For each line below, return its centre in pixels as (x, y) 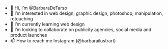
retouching (21, 19)
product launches (29, 35)
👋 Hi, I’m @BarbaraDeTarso (38, 8)
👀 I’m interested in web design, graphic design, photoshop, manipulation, (87, 13)
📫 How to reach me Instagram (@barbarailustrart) (63, 41)
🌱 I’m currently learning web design (47, 24)
